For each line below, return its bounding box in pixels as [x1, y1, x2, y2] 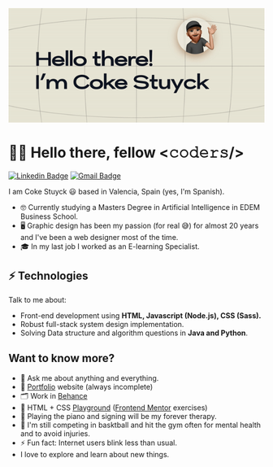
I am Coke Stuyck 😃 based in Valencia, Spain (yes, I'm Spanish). [8, 187, 225, 197]
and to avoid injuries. [19, 428, 91, 439]
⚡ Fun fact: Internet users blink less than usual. [19, 438, 177, 447]
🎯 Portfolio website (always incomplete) [19, 382, 154, 391]
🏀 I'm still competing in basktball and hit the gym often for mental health [19, 420, 262, 430]
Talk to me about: [8, 295, 67, 304]
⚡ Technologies [8, 269, 89, 283]
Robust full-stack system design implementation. [19, 319, 184, 329]
